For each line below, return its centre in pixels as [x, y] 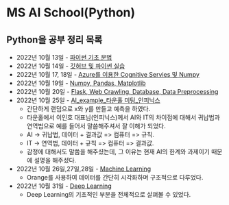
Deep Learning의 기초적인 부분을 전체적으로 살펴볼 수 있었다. [109, 194]
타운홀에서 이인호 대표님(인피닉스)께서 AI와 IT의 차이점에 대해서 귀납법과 [123, 117]
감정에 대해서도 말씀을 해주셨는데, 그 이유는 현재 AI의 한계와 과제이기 [118, 152]
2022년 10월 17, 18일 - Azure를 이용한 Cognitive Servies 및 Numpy [108, 74]
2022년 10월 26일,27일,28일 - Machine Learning [84, 169]
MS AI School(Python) [71, 13]
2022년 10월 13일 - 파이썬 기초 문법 [64, 57]
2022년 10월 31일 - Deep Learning [64, 186]
